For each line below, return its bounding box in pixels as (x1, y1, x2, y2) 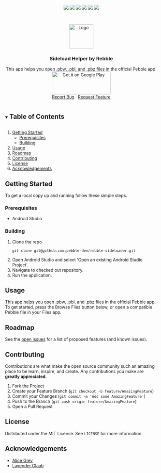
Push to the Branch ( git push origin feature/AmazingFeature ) (12, 398, 137, 404)
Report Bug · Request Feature (52, 94, 111, 100)
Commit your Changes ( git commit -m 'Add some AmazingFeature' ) (12, 393, 146, 399)
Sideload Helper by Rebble (49, 55, 113, 62)
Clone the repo (12, 239, 42, 245)
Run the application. (12, 272, 52, 278)
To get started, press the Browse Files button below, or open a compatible (5, 304, 152, 310)
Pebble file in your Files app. (5, 310, 62, 315)
